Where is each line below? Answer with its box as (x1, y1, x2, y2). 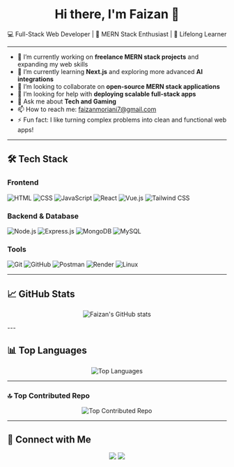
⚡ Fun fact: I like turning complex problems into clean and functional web (17, 115, 227, 124)
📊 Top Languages (7, 345, 87, 357)
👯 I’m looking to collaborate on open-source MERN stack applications (17, 82, 221, 90)
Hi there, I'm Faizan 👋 (54, 6, 180, 22)
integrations (17, 75, 54, 83)
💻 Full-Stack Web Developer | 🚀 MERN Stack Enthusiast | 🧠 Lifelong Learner (7, 29, 227, 38)
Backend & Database (7, 211, 79, 221)
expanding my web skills (17, 59, 88, 69)
